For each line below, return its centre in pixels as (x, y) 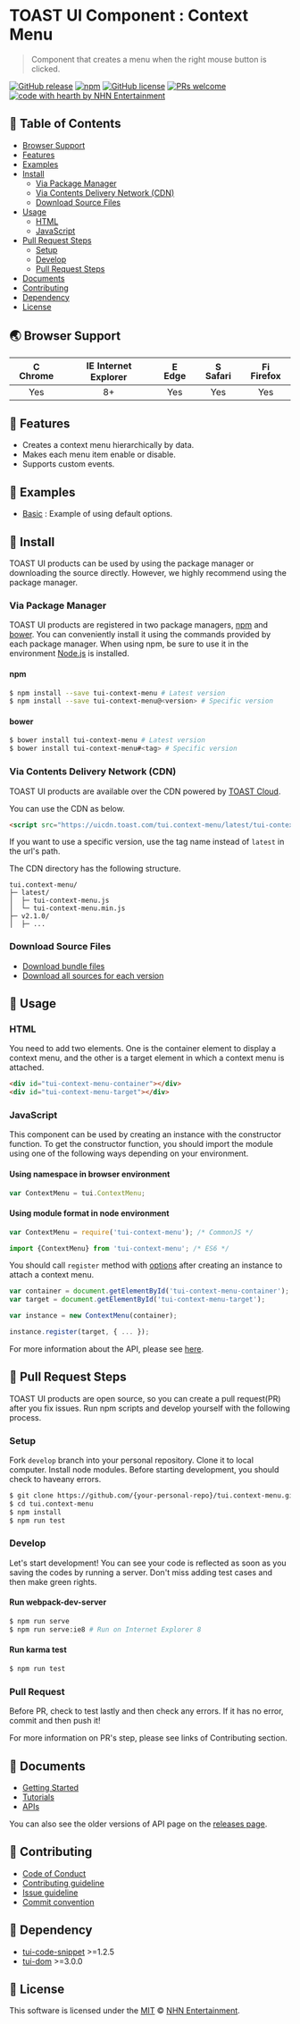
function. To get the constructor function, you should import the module (142, 1144)
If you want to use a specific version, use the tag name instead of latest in (147, 842)
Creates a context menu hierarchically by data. (108, 445)
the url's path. (35, 851)
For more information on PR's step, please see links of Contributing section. (148, 1738)
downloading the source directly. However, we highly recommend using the (148, 573)
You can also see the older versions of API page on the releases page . (138, 1824)
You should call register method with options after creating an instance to (146, 1265)
